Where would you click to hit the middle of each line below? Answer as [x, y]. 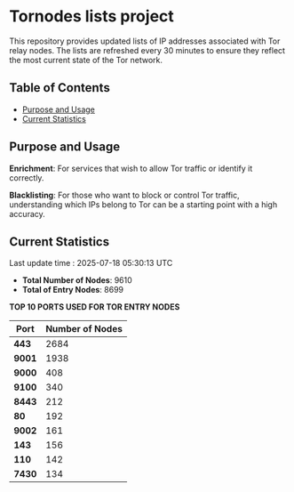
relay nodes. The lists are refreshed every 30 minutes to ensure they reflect [147, 50]
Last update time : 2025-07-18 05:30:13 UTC [91, 263]
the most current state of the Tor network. [86, 60]
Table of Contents [60, 88]
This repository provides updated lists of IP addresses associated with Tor [145, 41]
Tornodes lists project [92, 16]
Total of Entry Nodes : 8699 [73, 290]
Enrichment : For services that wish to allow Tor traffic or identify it [131, 168]
